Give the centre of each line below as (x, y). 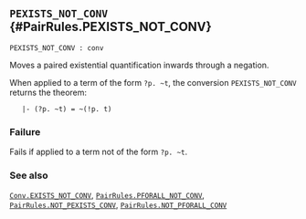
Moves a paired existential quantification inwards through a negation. (139, 65)
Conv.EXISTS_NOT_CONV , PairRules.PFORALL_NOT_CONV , (107, 195)
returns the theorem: (48, 92)
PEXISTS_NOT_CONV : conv (57, 48)
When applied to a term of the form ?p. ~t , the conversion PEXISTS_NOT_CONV (153, 82)
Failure (25, 131)
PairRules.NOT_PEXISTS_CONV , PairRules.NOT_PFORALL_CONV (118, 205)
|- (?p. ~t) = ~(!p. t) (67, 109)
